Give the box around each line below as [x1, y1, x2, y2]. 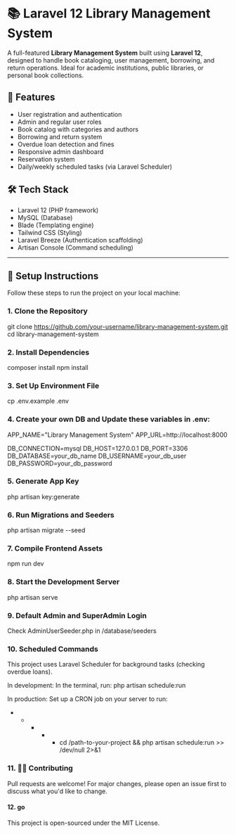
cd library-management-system [7, 330, 100, 338]
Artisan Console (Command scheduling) [17, 243, 133, 252]
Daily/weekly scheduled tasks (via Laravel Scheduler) [17, 162, 173, 171]
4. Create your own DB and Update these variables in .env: [7, 414, 211, 424]
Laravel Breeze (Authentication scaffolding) [17, 236, 143, 244]
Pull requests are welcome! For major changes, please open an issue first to [7, 779, 227, 788]
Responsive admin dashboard [17, 147, 104, 155]
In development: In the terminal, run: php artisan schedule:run [7, 681, 186, 690]
